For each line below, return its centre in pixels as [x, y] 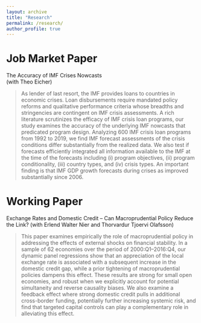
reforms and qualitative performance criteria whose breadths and [102, 106]
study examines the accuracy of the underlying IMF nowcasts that [103, 126]
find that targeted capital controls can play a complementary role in [105, 307]
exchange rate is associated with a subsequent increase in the [98, 262]
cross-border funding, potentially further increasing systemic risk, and [108, 301]
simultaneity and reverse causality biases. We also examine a [97, 288]
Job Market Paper [52, 59]
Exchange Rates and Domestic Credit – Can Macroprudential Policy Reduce [100, 218]
